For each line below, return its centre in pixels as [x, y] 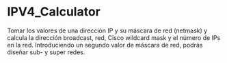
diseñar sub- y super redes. [46, 52]
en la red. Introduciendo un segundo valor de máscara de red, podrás [105, 45]
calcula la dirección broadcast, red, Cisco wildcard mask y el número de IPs [114, 37]
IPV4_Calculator [54, 12]
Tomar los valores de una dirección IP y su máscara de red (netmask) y [107, 30]
